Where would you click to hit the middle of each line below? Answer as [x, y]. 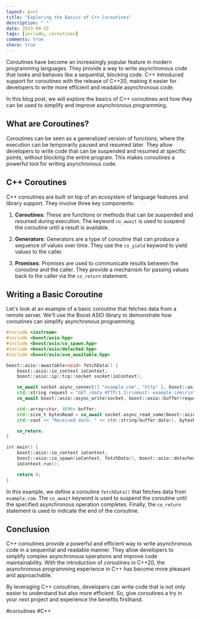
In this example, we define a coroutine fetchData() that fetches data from [96, 491]
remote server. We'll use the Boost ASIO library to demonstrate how [89, 315]
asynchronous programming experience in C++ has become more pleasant [98, 569]
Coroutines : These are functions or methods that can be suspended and [104, 215]
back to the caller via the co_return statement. [72, 276]
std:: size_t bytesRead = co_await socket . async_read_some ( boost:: [101, 414]
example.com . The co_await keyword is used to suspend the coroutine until [97, 498]
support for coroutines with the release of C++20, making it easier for [91, 81]
